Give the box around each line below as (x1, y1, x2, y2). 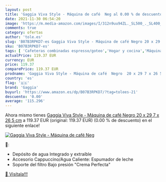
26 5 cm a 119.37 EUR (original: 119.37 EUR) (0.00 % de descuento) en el (5, 118, 152, 123)
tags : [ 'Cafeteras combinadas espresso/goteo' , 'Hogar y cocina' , (5, 48, 145, 53)
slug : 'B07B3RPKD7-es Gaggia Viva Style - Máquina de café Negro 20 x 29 (5, 39, 161, 44)
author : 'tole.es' (5, 35, 43, 40)
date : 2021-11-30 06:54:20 (5, 16, 61, 21)
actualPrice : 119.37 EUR (5, 53, 56, 58)
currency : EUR (5, 58, 35, 62)
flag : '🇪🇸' (5, 80, 30, 85)
